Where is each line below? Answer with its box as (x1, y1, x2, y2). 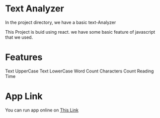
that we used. (5, 34, 33, 40)
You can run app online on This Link (5, 107, 79, 113)
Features (5, 52, 43, 63)
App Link (5, 91, 43, 102)
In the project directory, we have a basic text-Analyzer (5, 19, 116, 25)
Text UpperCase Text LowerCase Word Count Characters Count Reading (5, 68, 154, 74)
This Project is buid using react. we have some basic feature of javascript (5, 29, 156, 35)
